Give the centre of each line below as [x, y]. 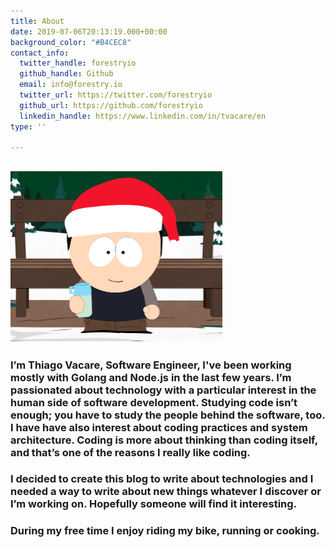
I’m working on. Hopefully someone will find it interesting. [154, 504]
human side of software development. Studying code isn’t [154, 402]
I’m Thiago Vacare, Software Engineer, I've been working [151, 365]
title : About [37, 21]
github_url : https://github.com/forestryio [111, 105]
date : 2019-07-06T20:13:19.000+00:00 [89, 31]
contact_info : [40, 53]
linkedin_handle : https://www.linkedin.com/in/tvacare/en [143, 116]
